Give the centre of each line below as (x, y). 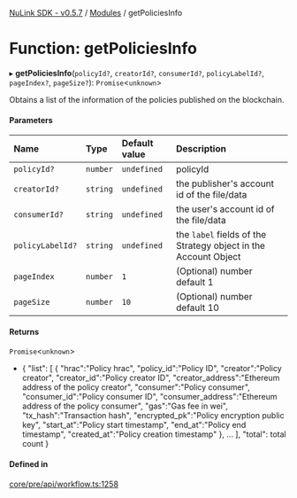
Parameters (31, 120)
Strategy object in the (221, 245)
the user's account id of (225, 209)
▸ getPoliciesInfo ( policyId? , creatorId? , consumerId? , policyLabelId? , (137, 73)
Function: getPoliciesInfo (103, 49)
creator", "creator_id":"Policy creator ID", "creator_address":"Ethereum (151, 378)
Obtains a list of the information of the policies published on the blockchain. (147, 99)
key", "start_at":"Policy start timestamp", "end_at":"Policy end (134, 425)
